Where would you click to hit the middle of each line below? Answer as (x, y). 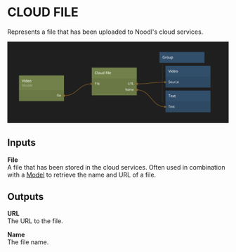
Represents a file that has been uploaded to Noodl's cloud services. (105, 32)
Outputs (26, 197)
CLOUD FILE (43, 12)
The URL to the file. (35, 221)
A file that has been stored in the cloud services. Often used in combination (116, 167)
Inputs (22, 143)
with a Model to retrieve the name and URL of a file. (82, 175)
